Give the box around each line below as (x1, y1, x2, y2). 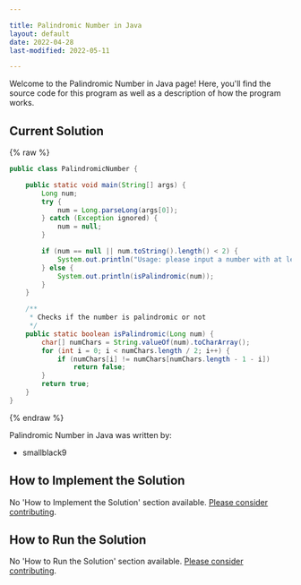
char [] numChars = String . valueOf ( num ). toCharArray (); (41, 338, 251, 347)
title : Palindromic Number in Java (9, 21, 142, 30)
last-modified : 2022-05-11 (9, 46, 110, 55)
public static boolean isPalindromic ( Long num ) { (25, 329, 215, 339)
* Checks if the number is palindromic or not (29, 313, 206, 323)
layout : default (9, 29, 70, 39)
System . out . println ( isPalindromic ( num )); (56, 271, 215, 280)
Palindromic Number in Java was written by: (9, 429, 172, 440)
